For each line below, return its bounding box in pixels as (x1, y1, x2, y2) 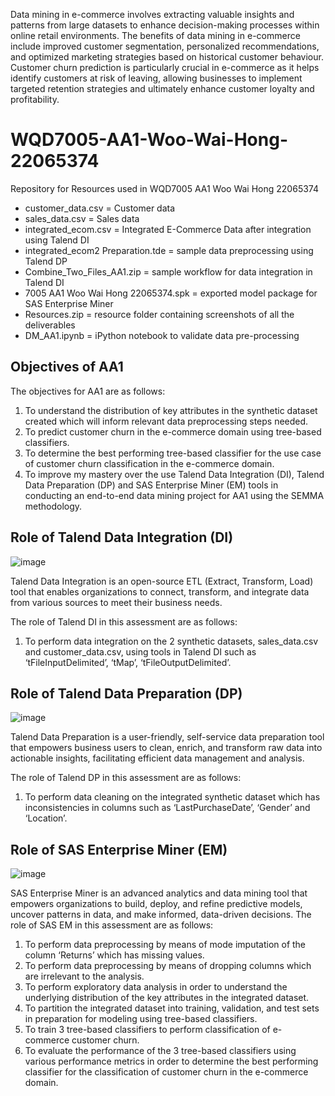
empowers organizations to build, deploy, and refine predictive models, (10, 898, 303, 910)
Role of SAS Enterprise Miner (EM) (10, 841, 228, 858)
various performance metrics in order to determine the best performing (24, 1055, 319, 1068)
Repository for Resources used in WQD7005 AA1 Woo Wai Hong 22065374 (10, 182, 319, 194)
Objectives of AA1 (10, 359, 124, 376)
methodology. (24, 500, 83, 512)
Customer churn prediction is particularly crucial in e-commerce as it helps (10, 62, 320, 73)
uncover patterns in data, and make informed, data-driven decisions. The (10, 909, 312, 921)
